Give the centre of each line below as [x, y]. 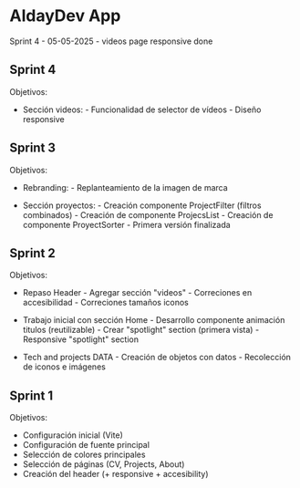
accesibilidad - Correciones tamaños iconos [105, 303]
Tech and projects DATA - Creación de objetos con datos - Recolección [157, 358]
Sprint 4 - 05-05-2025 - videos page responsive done [111, 41]
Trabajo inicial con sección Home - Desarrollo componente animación [154, 320]
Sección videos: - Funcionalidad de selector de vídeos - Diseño [142, 109]
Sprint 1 [31, 395]
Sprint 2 [33, 253]
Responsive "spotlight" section [81, 339]
